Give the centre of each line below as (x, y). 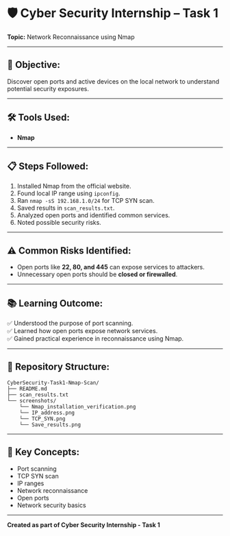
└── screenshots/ (32, 401)
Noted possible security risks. (59, 223)
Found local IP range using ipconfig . (68, 193)
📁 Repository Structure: (58, 367)
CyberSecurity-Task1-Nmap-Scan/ (53, 382)
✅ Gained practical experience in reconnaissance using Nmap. (95, 339)
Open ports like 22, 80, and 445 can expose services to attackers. (111, 267)
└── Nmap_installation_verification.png (78, 406)
